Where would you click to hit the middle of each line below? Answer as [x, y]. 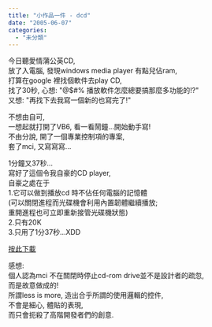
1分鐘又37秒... [31, 163]
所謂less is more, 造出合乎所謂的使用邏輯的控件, [86, 295]
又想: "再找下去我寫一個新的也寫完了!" [70, 100]
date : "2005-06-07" [40, 23]
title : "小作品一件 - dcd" [49, 15]
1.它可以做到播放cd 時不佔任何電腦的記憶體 [78, 193]
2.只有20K [25, 222]
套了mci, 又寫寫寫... [40, 147]
